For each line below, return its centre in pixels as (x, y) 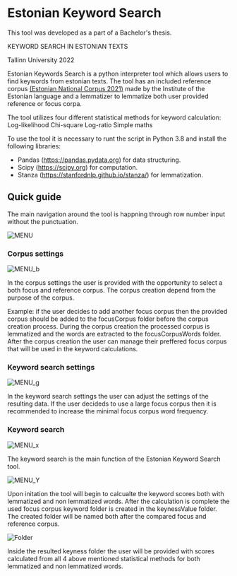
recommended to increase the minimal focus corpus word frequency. (108, 411)
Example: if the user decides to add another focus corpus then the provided (117, 312)
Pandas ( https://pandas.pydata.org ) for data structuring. (99, 160)
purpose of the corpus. (41, 298)
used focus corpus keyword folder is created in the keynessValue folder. (112, 509)
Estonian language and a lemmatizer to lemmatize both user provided (108, 96)
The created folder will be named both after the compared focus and (107, 516)
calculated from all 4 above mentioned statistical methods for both (104, 558)
